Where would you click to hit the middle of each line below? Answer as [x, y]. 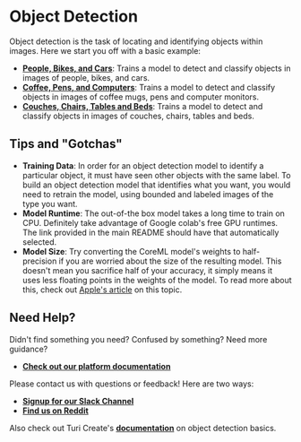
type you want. [50, 204]
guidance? [29, 349]
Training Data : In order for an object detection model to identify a [143, 165]
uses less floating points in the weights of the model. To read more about [157, 280]
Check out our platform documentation [96, 366]
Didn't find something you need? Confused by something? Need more [138, 339]
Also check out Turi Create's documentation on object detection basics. [143, 428]
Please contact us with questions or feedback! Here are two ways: [132, 384]
